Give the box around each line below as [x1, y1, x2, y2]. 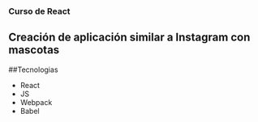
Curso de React [8, 6, 71, 17]
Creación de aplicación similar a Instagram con [8, 31, 251, 44]
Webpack [19, 97, 53, 107]
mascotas [8, 43, 60, 57]
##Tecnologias [8, 65, 58, 74]
